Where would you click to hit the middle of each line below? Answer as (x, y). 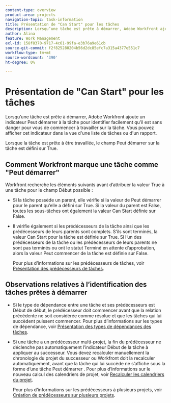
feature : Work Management (33, 39)
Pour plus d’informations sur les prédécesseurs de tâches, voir (78, 263)
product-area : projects (31, 15)
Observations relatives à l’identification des (76, 284)
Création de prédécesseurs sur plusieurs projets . (64, 395)
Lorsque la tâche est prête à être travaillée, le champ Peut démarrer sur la (82, 143)
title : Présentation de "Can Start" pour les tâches (62, 24)
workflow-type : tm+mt (28, 53)
